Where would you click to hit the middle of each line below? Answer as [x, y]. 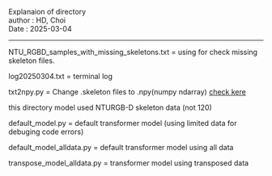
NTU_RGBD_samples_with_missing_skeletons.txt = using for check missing [133, 52]
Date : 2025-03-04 [40, 29]
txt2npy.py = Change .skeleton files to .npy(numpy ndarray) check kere [127, 92]
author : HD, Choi [37, 20]
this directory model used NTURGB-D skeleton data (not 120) [110, 107]
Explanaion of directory [47, 12]
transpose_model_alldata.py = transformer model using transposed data [129, 163]
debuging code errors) [46, 132]
